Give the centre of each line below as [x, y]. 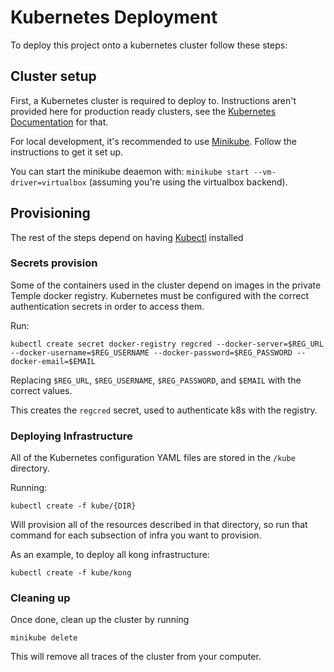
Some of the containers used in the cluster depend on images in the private [166, 285]
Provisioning [50, 213]
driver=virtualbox [48, 182]
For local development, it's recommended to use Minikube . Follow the [153, 141]
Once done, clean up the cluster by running [100, 620]
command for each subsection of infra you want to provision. [136, 535]
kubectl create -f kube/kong [71, 573]
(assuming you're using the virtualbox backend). [188, 182]
